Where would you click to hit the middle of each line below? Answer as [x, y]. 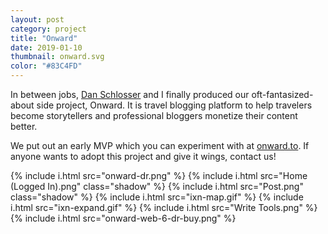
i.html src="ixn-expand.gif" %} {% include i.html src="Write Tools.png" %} [164, 207]
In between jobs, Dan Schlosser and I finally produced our [130, 94]
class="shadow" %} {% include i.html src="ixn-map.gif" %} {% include [157, 197]
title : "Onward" [44, 38]
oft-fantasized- [282, 94]
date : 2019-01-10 [46, 47]
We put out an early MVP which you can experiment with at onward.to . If [160, 145]
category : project [48, 29]
